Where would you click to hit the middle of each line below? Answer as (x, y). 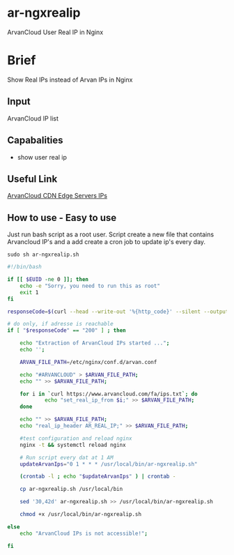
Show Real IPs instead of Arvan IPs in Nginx (70, 79)
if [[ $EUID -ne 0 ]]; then (48, 280)
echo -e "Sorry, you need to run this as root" (90, 286)
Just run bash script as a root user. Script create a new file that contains (111, 234)
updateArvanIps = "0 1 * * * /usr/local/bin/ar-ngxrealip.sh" (109, 464)
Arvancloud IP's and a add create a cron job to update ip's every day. (107, 242)
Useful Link (32, 179)
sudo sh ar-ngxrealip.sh (43, 255)
